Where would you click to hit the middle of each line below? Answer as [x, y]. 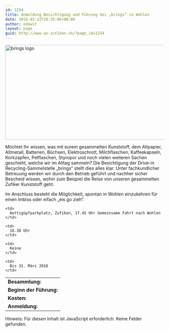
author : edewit [21, 24]
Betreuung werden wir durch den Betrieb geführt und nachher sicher [76, 174]
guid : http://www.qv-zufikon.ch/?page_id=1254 [55, 33]
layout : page [19, 29]
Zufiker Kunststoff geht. [30, 184]
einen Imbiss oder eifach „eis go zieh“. [45, 199]
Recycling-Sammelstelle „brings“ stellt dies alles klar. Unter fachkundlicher [82, 168]
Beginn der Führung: [33, 290]
